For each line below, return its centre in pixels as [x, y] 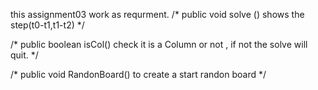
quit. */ [24, 55]
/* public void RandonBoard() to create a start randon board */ [138, 74]
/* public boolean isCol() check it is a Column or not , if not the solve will [159, 44]
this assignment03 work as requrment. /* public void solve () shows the [157, 14]
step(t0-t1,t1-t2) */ [47, 25]
